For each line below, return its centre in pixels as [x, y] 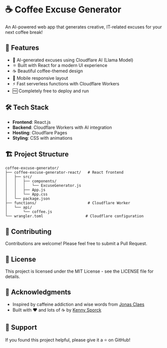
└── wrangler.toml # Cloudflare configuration [74, 216]
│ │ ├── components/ [31, 181]
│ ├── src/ [19, 177]
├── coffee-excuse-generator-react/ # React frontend [64, 173]
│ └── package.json [28, 199]
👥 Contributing [28, 231]
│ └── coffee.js [29, 212]
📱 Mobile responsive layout [40, 78]
